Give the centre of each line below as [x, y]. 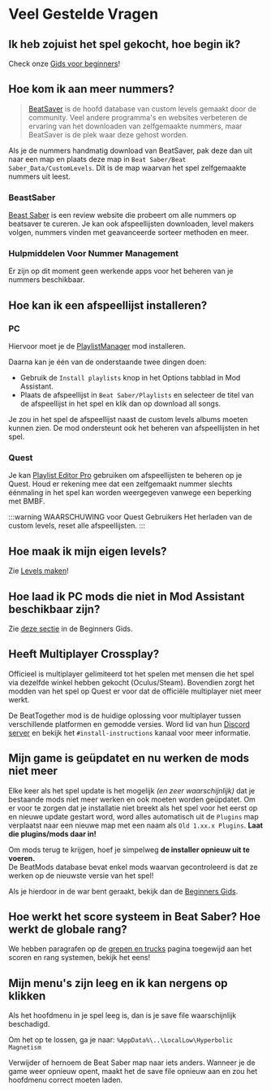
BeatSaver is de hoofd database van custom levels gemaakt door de [142, 109]
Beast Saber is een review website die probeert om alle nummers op [123, 215]
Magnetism [25, 1048]
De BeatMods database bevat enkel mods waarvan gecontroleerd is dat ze [133, 867]
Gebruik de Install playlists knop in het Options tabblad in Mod [130, 378]
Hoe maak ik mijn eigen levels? [88, 551]
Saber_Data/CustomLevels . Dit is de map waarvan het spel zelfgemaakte [127, 167]
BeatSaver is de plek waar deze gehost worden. [108, 134]
